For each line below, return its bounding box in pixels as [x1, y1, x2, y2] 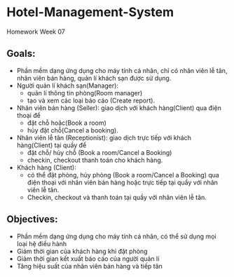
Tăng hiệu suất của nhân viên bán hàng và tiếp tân [16, 262, 163, 270]
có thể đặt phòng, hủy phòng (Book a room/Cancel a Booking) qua [27, 170, 220, 179]
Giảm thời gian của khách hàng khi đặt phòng [16, 247, 148, 255]
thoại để [16, 111, 41, 119]
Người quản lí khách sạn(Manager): [16, 81, 118, 90]
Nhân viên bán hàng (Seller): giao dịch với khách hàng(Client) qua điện [16, 103, 221, 112]
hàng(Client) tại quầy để [16, 141, 87, 149]
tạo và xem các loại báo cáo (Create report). [27, 96, 156, 104]
